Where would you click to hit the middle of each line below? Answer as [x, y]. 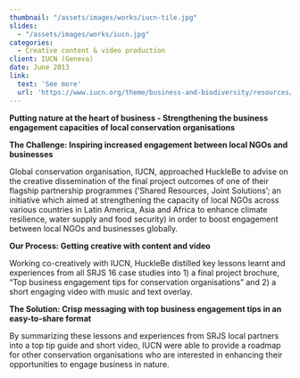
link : [19, 76]
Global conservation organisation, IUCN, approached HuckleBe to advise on [149, 172]
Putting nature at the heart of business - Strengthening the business [139, 118]
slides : [24, 26]
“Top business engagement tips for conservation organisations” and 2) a [143, 281]
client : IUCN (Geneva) [51, 59]
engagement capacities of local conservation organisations [122, 127]
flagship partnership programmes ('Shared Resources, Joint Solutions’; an [145, 190]
